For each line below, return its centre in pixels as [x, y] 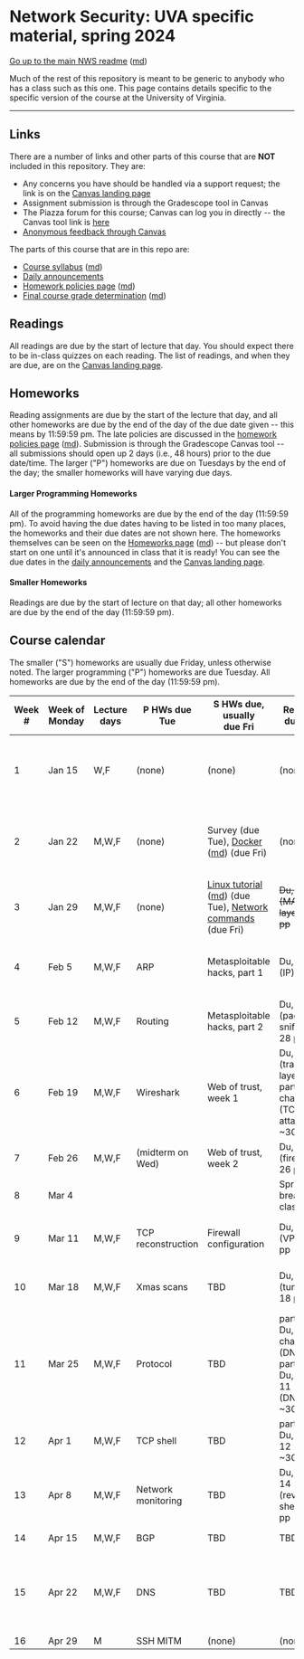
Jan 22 [63, 841]
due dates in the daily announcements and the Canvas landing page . [137, 562]
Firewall [223, 1232]
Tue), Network [237, 906]
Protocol [154, 1363]
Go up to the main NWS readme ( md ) [78, 61]
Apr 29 [63, 1641]
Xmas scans [162, 1286]
